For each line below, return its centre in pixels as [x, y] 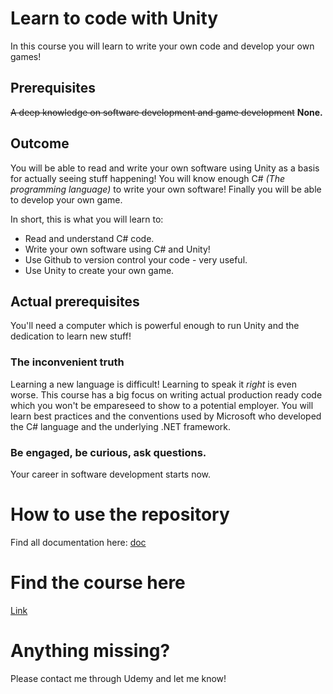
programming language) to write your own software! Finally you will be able [166, 189]
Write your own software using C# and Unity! [117, 249]
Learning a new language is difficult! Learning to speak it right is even [153, 384]
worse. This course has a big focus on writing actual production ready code [166, 394]
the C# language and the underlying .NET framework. [121, 426]
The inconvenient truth [67, 362]
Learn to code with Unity [114, 18]
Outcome [40, 143]
